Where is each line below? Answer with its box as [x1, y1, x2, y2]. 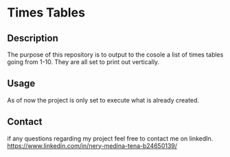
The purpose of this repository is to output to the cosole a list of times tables [7, 50, 224, 59]
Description [7, 32, 58, 44]
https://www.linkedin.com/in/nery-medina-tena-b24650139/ [7, 141, 177, 149]
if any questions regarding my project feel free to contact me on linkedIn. [7, 134, 214, 143]
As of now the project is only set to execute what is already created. [7, 96, 200, 104]
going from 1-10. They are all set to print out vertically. [7, 58, 160, 66]
